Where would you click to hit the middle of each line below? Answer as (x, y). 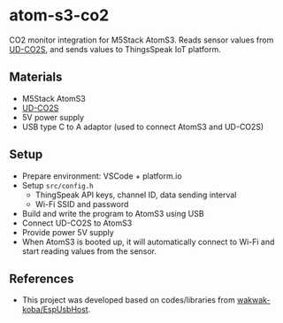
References (42, 278)
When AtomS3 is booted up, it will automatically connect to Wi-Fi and (148, 242)
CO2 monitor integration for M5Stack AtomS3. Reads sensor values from (141, 40)
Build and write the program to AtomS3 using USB (113, 213)
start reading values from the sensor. (89, 251)
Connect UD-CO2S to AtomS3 (77, 223)
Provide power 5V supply (68, 232)
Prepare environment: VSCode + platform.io (102, 176)
